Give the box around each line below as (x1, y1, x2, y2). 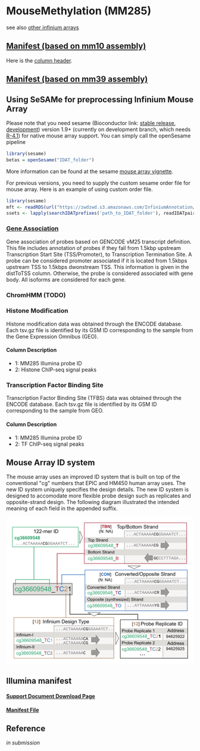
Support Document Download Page (6, 693, 95, 700)
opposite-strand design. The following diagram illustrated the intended (6, 499, 180, 506)
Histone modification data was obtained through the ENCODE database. (6, 320, 183, 327)
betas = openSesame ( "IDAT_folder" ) (6, 157, 95, 163)
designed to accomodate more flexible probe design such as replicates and (6, 492, 192, 499)
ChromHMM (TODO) (6, 290, 66, 299)
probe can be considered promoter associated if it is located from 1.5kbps (6, 257, 187, 264)
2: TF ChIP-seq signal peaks (14, 440, 85, 448)
